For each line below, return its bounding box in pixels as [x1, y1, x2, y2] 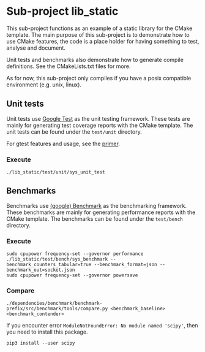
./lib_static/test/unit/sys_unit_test [6, 169, 105, 175]
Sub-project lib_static [6, 4, 119, 18]
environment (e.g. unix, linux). [6, 81, 81, 88]
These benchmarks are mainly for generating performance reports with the [6, 209, 196, 216]
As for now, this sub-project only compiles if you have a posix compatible [6, 74, 192, 82]
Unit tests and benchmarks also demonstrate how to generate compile [6, 56, 184, 63]
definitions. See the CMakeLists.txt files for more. [6, 63, 131, 70]
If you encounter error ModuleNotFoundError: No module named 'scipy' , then [6, 322, 198, 329]
